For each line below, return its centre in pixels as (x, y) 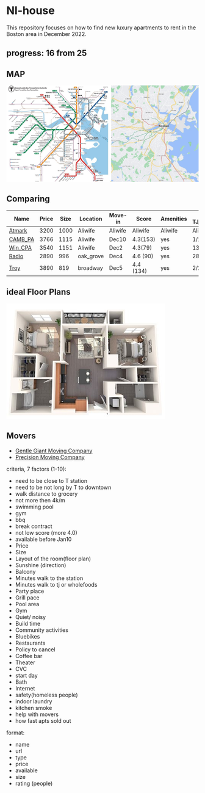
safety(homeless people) (46, 695)
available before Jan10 (43, 539)
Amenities (174, 219)
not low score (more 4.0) (46, 532)
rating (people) (34, 783)
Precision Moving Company (50, 457)
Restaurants (30, 643)
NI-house (31, 11)
